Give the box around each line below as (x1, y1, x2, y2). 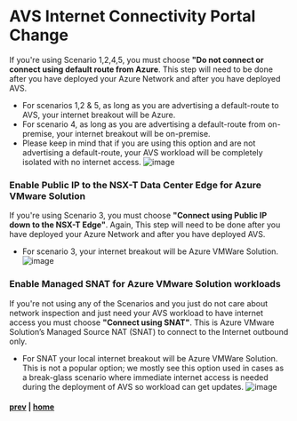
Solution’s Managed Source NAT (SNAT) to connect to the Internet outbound (9, 326, 289, 337)
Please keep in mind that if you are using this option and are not (21, 138, 256, 148)
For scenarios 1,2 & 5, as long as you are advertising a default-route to (21, 99, 279, 110)
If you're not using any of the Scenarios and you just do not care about (9, 298, 269, 308)
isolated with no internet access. (21, 156, 142, 167)
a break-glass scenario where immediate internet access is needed (21, 371, 269, 383)
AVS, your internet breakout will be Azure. (21, 109, 176, 120)
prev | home (9, 401, 55, 412)
